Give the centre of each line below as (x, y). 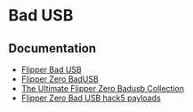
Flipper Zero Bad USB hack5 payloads (91, 98)
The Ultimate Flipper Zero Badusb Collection (102, 88)
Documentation (52, 48)
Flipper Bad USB (51, 69)
